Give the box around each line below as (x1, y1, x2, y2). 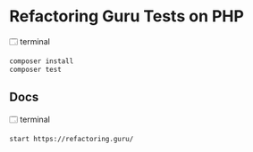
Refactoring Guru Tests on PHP (9, 6, 244, 27)
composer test (9, 65, 63, 74)
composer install (9, 56, 74, 66)
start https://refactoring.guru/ (9, 134, 134, 143)
